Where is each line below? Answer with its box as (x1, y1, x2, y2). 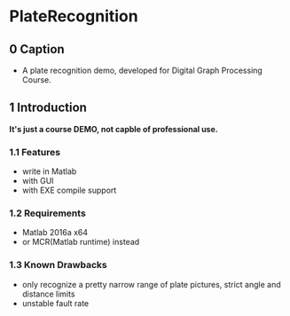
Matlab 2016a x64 (21, 227, 89, 238)
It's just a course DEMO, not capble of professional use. (9, 123, 219, 134)
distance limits (21, 288, 75, 299)
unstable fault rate (21, 297, 90, 308)
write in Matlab (21, 166, 77, 177)
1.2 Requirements (9, 207, 86, 219)
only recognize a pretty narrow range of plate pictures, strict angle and (21, 279, 281, 289)
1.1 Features (9, 146, 60, 158)
